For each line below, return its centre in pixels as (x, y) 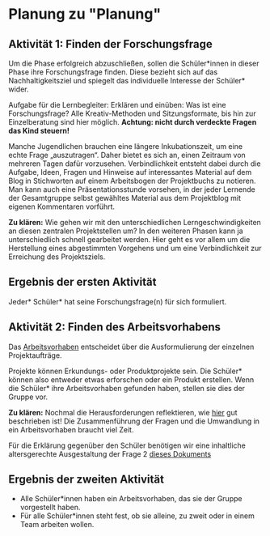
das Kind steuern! (39, 131)
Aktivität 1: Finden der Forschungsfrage (110, 44)
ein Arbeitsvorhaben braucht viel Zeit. (71, 429)
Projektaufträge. (35, 355)
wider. (19, 89)
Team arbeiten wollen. (57, 525)
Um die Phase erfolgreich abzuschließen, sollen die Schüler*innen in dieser (134, 63)
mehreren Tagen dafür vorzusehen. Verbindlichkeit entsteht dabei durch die (135, 164)
